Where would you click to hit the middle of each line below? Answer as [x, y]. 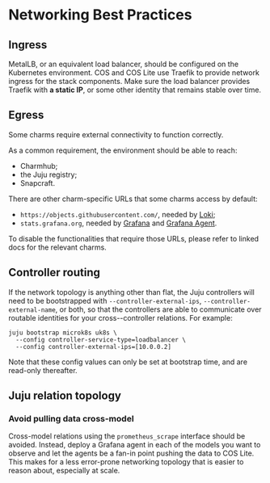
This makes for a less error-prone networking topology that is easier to [126, 462]
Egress [26, 115]
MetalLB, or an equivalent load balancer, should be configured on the [124, 64]
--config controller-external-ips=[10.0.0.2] [94, 346]
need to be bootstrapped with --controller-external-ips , [105, 300]
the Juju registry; [49, 174]
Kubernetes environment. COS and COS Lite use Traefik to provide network [134, 73]
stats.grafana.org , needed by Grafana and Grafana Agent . [118, 223]
